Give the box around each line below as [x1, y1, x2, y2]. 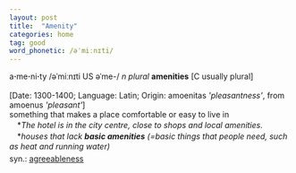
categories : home [9, 30, 74, 39]
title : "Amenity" [9, 22, 78, 30]
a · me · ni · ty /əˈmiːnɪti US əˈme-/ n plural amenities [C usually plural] [9, 71, 254, 82]
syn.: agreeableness [9, 153, 84, 164]
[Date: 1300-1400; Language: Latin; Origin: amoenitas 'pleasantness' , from [9, 91, 285, 101]
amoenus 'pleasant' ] [9, 99, 86, 110]
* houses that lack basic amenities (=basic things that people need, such [16, 131, 288, 142]
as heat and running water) [9, 141, 110, 152]
